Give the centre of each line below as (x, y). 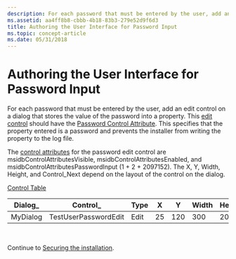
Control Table (27, 188)
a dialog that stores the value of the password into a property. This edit (110, 116)
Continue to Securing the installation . (61, 248)
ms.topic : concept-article (47, 33)
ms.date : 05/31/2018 (38, 40)
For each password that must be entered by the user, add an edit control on (117, 108)
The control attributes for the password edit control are (87, 152)
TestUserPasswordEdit (86, 217)
